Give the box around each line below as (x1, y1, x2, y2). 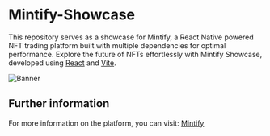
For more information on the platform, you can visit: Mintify (8, 118, 205, 128)
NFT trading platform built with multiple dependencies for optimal (8, 40, 226, 50)
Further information (8, 97, 110, 110)
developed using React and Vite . (8, 58, 116, 68)
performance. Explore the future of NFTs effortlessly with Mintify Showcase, (8, 49, 263, 59)
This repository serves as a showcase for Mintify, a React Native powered (8, 32, 254, 42)
